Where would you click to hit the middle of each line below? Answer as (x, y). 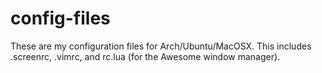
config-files (60, 18)
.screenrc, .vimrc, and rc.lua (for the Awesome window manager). (145, 56)
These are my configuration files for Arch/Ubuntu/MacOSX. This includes (161, 46)
